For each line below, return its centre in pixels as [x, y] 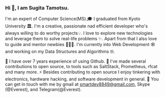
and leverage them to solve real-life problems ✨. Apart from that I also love [81, 39]
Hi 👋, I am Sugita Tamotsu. [37, 8]
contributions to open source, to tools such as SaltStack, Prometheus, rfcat [81, 67]
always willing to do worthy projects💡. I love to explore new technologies [79, 33]
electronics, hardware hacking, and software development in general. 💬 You [82, 79]
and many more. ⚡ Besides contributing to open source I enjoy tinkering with [83, 72]
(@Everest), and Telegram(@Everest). [44, 90]
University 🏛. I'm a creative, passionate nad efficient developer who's [76, 26]
